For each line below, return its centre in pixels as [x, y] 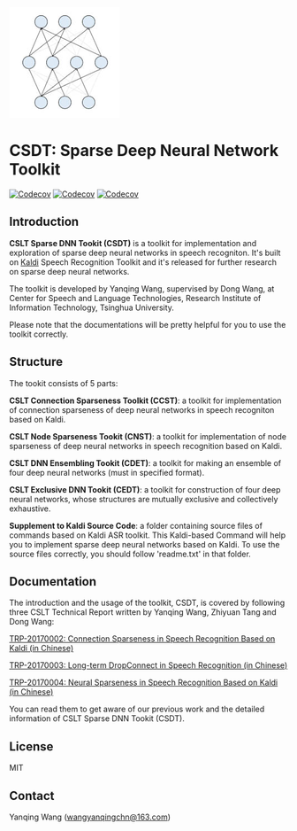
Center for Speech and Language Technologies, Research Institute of [135, 298]
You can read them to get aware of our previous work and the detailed [137, 709]
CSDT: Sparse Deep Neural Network [144, 151]
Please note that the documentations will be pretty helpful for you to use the [148, 324]
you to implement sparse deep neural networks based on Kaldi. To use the [145, 544]
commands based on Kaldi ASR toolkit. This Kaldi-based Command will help [148, 535]
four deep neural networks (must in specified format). [107, 472]
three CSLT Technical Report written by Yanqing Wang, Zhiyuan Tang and [143, 612]
